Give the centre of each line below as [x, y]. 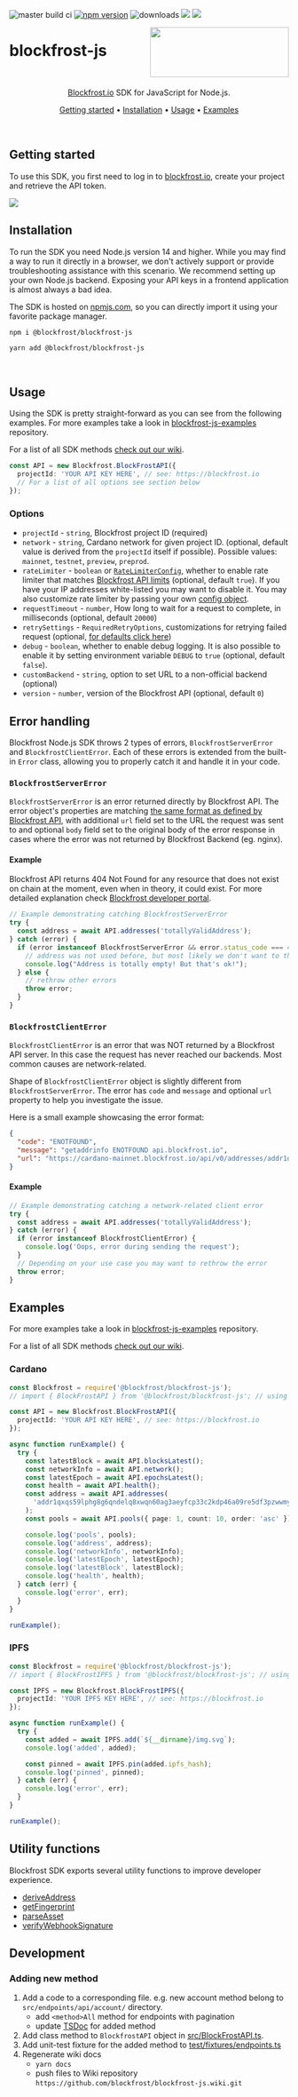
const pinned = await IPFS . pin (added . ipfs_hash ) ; [119, 1764]
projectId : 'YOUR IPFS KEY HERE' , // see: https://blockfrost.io [141, 1699]
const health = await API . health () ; [93, 1486]
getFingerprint [48, 1906]
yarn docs [54, 2065]
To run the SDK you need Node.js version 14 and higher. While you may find [148, 251]
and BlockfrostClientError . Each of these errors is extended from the [137, 751]
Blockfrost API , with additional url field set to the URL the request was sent [146, 821]
